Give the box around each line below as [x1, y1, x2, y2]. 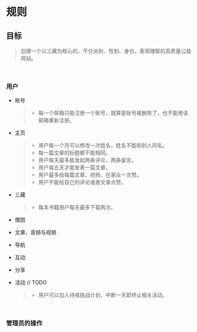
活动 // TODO [14, 279, 47, 286]
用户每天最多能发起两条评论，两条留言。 [38, 157, 137, 164]
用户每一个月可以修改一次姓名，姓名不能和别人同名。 [38, 142, 168, 149]
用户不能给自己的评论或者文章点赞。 [38, 179, 127, 186]
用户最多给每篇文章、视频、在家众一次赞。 [38, 172, 142, 179]
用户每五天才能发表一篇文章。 [38, 164, 111, 171]
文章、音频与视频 [14, 229, 57, 236]
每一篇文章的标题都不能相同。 [38, 149, 111, 156]
